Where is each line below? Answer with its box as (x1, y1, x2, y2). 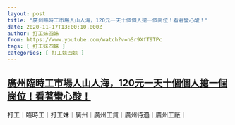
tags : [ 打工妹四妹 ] (7, 43, 66, 50)
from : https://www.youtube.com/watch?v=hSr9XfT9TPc (7, 37, 162, 44)
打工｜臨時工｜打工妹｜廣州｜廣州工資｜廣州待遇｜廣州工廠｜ (7, 110, 187, 119)
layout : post (7, 10, 46, 18)
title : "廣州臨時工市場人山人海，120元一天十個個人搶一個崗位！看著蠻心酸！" (7, 17, 208, 24)
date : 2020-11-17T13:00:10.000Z (7, 23, 102, 30)
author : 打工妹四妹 (7, 29, 59, 37)
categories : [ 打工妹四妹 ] (7, 50, 85, 57)
